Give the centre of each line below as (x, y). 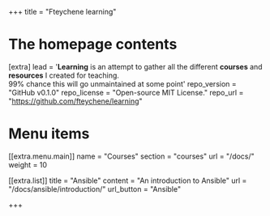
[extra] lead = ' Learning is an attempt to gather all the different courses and (135, 66)
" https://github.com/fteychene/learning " (76, 101)
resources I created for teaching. (64, 75)
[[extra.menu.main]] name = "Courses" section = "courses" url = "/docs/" (132, 156)
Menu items (49, 134)
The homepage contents (93, 44)
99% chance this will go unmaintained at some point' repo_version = (122, 83)
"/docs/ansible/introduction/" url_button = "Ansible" (94, 188)
